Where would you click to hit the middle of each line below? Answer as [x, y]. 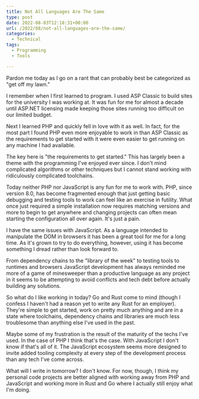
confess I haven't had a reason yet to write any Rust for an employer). [91, 303]
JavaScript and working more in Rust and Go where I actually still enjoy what [99, 383]
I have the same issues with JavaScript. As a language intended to [87, 230]
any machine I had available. [41, 145]
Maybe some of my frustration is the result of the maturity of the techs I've [97, 334]
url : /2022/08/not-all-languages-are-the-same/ [66, 28]
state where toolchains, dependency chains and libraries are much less [93, 316]
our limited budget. [29, 115]
